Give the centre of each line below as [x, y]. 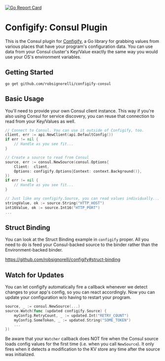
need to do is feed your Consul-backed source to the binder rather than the [82, 245]
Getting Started [29, 72]
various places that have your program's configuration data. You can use [79, 46]
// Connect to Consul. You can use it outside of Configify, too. [75, 130]
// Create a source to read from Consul [47, 157]
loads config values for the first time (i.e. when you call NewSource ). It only [80, 344]
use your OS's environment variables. [43, 57]
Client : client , [32, 167]
